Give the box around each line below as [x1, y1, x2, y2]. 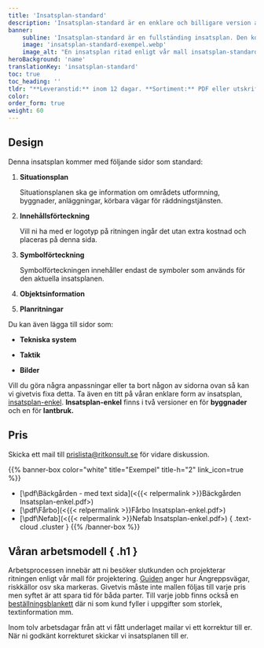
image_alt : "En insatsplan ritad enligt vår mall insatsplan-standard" [22, 48, 262, 56]
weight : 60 [8, 107, 44, 115]
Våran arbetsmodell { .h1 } [8, 545, 138, 558]
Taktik [19, 350, 41, 359]
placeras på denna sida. [19, 234, 98, 244]
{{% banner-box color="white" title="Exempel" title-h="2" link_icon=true [8, 464, 244, 474]
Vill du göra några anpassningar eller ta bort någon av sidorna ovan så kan [8, 380, 250, 390]
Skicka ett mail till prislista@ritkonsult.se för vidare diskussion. [8, 449, 210, 459]
